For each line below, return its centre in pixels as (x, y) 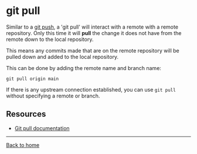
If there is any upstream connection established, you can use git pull (91, 89)
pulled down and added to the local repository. (62, 57)
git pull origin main (33, 79)
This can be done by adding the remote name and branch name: (84, 68)
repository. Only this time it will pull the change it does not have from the (94, 33)
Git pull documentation (42, 128)
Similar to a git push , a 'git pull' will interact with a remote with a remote (92, 27)
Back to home (23, 145)
